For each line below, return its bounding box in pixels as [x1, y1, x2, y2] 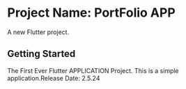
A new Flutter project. [7, 28, 70, 36]
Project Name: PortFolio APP [7, 5, 176, 21]
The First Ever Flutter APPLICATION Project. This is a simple [7, 66, 179, 74]
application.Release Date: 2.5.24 [7, 74, 100, 82]
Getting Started [7, 48, 76, 60]
